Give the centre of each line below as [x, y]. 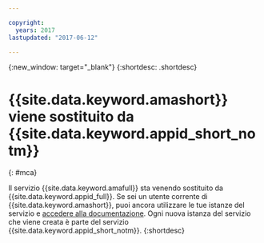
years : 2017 [36, 30]
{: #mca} [23, 173]
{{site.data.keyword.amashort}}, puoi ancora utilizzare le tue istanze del [127, 205]
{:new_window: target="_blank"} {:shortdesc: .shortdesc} [103, 67]
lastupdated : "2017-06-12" [53, 38]
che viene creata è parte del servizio [69, 222]
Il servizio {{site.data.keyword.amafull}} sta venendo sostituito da [116, 188]
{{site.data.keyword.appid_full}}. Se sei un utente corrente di [108, 197]
